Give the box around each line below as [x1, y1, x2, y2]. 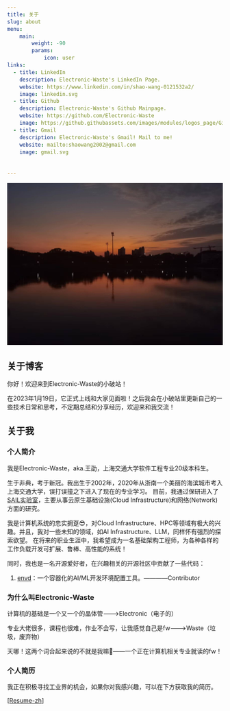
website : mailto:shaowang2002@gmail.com [19, 141, 136, 148]
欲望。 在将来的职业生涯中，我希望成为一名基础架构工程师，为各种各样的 [12, 535, 219, 544]
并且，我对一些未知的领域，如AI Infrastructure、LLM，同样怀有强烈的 [18, 527, 216, 535]
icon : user [43, 55, 75, 62]
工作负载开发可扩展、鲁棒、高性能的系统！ [7, 544, 127, 553]
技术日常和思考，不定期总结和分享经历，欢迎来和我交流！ [12, 403, 175, 411]
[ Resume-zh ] [7, 697, 44, 705]
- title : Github [13, 98, 60, 105]
